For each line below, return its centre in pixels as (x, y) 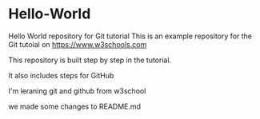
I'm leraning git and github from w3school (77, 91)
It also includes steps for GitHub (61, 75)
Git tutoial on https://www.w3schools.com (78, 44)
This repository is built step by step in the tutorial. (90, 60)
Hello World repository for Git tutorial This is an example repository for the (130, 36)
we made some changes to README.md (75, 106)
